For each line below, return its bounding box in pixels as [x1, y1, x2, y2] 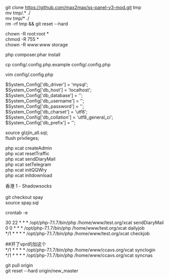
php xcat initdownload [5, 172, 52, 178]
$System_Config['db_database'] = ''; [5, 92, 83, 98]
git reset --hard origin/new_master [5, 268, 79, 274]
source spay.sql [5, 200, 39, 206]
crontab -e [5, 210, 28, 215]
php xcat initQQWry [5, 167, 47, 173]
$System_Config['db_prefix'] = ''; [5, 120, 76, 125]
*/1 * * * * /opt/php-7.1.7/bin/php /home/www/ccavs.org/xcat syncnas [5, 252, 153, 258]
